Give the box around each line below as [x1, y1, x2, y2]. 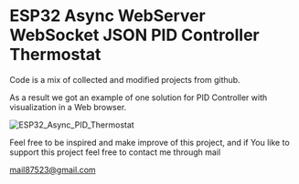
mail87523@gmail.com [9, 164, 96, 175]
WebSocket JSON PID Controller [9, 25, 260, 46]
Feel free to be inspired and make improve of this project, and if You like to [9, 137, 290, 148]
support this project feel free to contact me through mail [9, 147, 221, 158]
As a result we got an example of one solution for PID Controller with [9, 92, 268, 103]
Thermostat [9, 45, 101, 65]
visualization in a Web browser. [9, 101, 127, 112]
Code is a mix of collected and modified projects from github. [9, 74, 240, 85]
